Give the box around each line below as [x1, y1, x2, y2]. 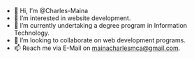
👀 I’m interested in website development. [13, 14, 131, 22]
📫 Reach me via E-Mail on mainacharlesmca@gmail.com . [13, 44, 181, 52]
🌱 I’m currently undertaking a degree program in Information [13, 22, 187, 29]
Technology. [13, 28, 50, 37]
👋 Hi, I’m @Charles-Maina [13, 7, 89, 15]
